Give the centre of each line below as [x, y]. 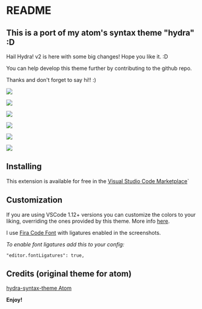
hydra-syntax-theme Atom [39, 288]
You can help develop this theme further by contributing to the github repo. [99, 68]
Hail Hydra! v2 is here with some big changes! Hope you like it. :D [87, 57]
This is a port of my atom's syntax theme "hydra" [100, 33]
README [29, 11]
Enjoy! [14, 300]
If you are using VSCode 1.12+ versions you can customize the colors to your [101, 214]
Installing [24, 167]
